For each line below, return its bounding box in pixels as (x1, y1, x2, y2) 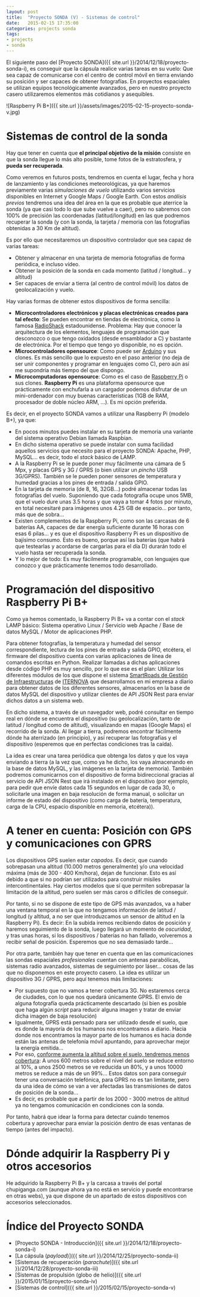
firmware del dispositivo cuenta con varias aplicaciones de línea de (6, 652, 172, 659)
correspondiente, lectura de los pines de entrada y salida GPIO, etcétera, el (6, 646, 191, 653)
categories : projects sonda (6, 25, 76, 32)
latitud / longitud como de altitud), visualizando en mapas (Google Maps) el (6, 721, 191, 728)
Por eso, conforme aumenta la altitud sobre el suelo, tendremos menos (14, 1050, 190, 1058)
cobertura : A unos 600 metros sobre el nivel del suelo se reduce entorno (14, 1057, 194, 1064)
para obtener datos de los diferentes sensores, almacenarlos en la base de (6, 684, 190, 691)
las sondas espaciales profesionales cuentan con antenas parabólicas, (6, 956, 180, 963)
